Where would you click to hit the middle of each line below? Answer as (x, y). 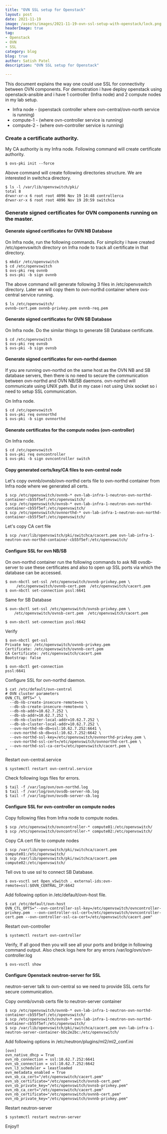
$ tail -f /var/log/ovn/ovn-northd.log (47, 787)
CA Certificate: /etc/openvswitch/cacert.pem (53, 653)
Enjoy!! (12, 1126)
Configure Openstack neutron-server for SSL (53, 975)
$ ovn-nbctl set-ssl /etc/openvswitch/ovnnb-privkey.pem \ (68, 582)
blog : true (16, 56)
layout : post (19, 14)
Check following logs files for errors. (43, 778)
